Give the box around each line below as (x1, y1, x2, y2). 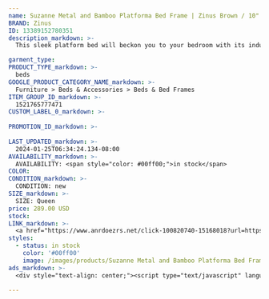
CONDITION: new (15, 182, 66, 190)
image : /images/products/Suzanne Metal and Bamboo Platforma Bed (22, 257, 246, 265)
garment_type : (8, 56, 56, 64)
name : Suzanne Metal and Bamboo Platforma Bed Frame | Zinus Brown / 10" (8, 11, 260, 20)
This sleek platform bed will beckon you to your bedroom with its (15, 42, 246, 50)
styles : (8, 234, 34, 242)
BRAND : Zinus (8, 19, 52, 27)
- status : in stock (15, 241, 81, 250)
